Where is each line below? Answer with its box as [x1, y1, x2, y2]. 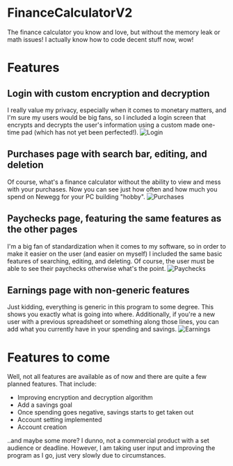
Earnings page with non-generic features [7, 284, 190, 296]
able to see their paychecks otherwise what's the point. [7, 264, 166, 272]
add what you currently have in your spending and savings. [7, 325, 177, 334]
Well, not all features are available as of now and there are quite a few [7, 373, 207, 381]
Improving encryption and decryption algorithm [17, 394, 153, 402]
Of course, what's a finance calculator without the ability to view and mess [7, 178, 221, 186]
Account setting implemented [17, 416, 102, 424]
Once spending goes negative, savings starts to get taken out [17, 408, 194, 417]
